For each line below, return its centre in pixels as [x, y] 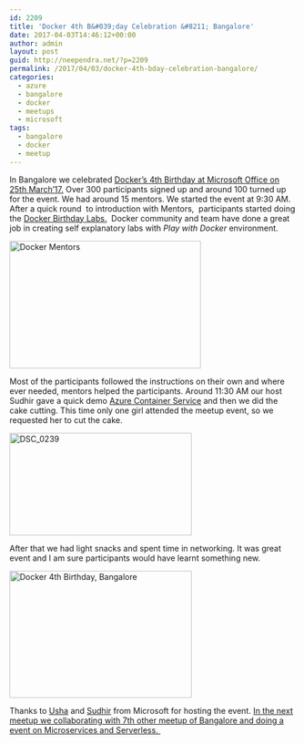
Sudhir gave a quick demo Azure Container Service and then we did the [144, 400]
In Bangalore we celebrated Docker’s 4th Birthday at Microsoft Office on [145, 180]
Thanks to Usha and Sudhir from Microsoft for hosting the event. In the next [151, 710]
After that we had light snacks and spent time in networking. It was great [146, 548]
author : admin [36, 43]
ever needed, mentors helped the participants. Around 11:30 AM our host [146, 391]
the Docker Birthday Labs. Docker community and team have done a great [150, 218]
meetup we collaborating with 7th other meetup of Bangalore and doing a [147, 720]
